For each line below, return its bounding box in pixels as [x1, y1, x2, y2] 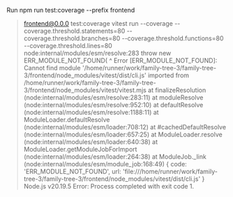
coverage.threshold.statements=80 [23, 27, 126, 35]
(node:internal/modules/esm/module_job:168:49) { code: [23, 160, 188, 168]
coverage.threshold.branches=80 [23, 34, 121, 42]
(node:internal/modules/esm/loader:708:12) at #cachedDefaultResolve [23, 123, 227, 131]
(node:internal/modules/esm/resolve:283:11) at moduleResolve [23, 93, 204, 102]
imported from [148, 71, 190, 79]
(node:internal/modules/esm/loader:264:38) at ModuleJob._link [23, 152, 206, 161]
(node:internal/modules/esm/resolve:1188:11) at [23, 108, 159, 116]
